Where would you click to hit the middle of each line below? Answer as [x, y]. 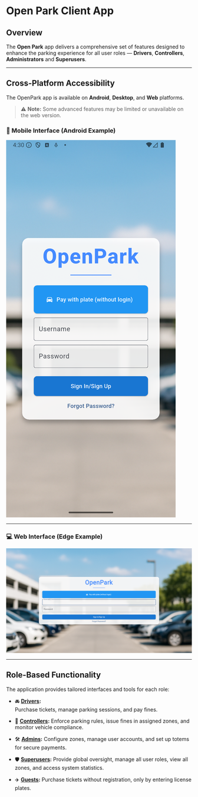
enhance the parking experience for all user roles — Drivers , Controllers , [95, 53]
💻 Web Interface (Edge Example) [55, 536]
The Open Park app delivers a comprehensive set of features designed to [95, 47]
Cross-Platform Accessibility [60, 83]
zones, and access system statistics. [59, 768]
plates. [23, 788]
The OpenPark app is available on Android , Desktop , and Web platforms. [95, 97]
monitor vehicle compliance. [49, 727]
